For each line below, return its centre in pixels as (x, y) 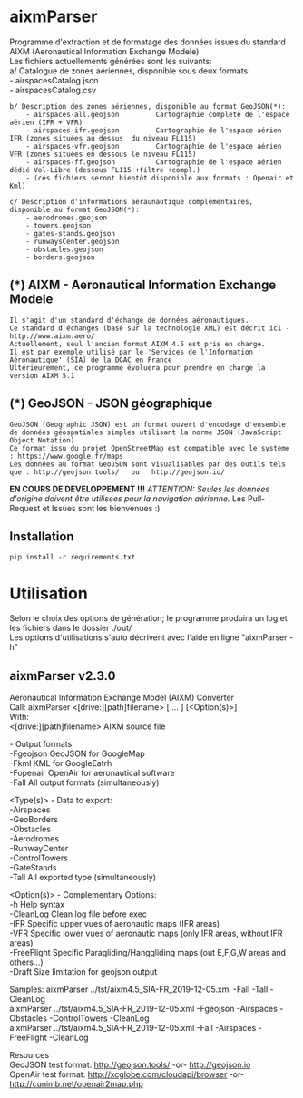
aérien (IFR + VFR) (46, 122)
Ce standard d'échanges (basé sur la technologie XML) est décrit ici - (150, 328)
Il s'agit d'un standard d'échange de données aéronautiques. (129, 320)
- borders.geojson (60, 257)
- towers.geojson (59, 225)
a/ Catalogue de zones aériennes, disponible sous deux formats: (130, 71)
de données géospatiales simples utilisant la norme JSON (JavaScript (146, 432)
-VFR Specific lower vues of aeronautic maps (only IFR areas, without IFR (146, 933)
